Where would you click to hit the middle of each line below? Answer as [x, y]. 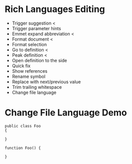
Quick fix [21, 66]
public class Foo [23, 126]
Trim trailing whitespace [37, 87]
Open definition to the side [39, 60]
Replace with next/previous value [46, 82]
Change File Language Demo [66, 113]
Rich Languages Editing [55, 9]
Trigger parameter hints [36, 28]
